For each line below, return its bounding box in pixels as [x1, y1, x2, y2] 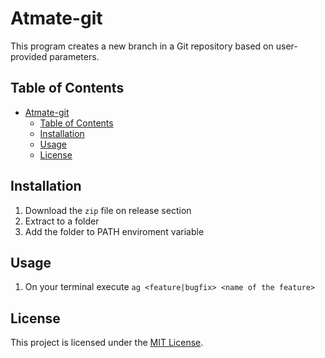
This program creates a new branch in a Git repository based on [10, 40, 274, 52]
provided [10, 50, 48, 62]
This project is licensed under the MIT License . [10, 337, 204, 349]
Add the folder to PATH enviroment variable [24, 225, 205, 237]
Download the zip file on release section [24, 204, 192, 216]
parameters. [49, 50, 100, 62]
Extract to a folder [24, 215, 100, 227]
